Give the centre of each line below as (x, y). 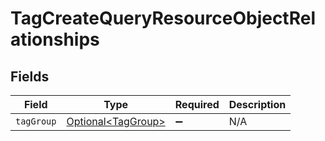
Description (257, 104)
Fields (30, 76)
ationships (55, 39)
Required (197, 104)
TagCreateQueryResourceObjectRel (163, 18)
